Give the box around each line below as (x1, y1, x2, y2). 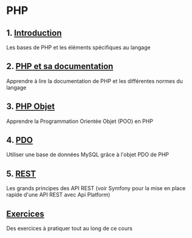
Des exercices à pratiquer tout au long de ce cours (6, 225, 133, 232)
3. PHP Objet (6, 101, 55, 112)
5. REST (6, 168, 36, 179)
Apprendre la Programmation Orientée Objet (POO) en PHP (6, 117, 153, 125)
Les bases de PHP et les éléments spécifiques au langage (6, 44, 151, 51)
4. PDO (6, 135, 33, 145)
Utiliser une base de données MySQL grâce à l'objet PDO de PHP (6, 151, 170, 158)
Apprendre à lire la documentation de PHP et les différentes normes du (6, 77, 184, 85)
